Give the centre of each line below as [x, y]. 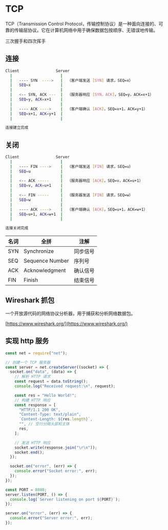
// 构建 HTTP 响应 [33, 400]
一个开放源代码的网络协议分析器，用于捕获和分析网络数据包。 [70, 313]
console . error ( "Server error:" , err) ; [51, 518]
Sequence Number [46, 261]
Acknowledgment [45, 270]
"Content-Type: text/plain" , [50, 415]
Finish [31, 280]
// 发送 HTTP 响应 [33, 443]
